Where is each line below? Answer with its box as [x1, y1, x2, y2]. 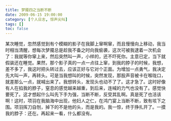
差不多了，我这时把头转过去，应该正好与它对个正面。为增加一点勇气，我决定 [5, 66, 166, 72]
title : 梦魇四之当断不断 [5, 7, 52, 13]
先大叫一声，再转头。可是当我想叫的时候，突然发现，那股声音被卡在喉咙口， [5, 72, 166, 78]
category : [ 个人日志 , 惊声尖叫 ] [5, 17, 68, 22]
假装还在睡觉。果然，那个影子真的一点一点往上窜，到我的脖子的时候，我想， [5, 60, 166, 66]
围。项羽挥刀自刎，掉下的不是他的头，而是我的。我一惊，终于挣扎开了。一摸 [5, 104, 166, 110]
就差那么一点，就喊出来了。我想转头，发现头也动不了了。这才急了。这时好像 [5, 79, 166, 85]
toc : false [5, 26, 28, 31]
